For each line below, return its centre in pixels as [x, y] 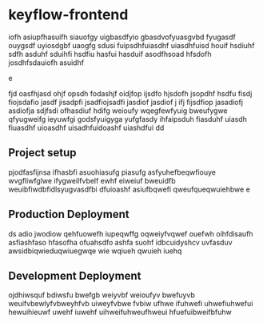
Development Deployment [75, 275]
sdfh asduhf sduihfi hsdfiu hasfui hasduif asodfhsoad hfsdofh [110, 54]
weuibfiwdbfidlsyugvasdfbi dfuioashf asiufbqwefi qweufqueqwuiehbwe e [129, 189]
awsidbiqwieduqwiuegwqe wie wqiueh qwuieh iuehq [95, 251]
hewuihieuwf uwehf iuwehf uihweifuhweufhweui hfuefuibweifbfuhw [120, 312]
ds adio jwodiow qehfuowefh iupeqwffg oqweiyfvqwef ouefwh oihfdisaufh [131, 233]
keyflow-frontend [68, 15]
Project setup [43, 153]
